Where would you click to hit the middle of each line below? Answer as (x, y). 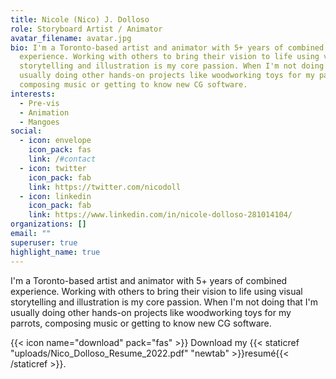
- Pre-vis (39, 103)
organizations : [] (48, 224)
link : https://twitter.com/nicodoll (105, 187)
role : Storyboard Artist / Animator (86, 29)
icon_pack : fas (60, 150)
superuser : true (44, 242)
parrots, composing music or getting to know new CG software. (141, 323)
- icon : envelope (55, 141)
